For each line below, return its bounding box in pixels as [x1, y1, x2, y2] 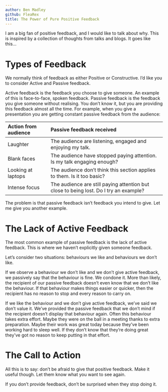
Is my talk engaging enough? [50, 158, 118, 165]
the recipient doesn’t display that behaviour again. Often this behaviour [5, 311, 151, 317]
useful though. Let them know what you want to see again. [5, 371, 126, 377]
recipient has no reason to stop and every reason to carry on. [5, 290, 131, 296]
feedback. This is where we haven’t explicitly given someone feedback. [5, 244, 152, 250]
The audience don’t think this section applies [50, 166, 156, 173]
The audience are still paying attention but [50, 181, 149, 188]
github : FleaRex [5, 12, 39, 17]
